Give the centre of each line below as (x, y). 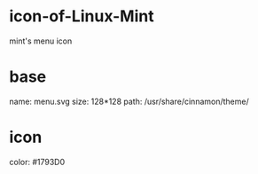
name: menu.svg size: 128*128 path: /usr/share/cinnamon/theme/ (129, 101)
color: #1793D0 (37, 162)
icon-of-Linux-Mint (82, 16)
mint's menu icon (41, 41)
